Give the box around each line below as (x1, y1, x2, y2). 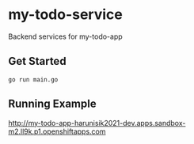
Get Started (8, 55, 67, 68)
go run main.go (8, 75, 59, 84)
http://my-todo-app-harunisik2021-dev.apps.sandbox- (8, 118, 186, 127)
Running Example (8, 97, 97, 111)
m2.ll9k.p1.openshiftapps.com (8, 127, 106, 136)
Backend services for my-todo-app (8, 32, 123, 41)
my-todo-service (8, 6, 123, 24)
